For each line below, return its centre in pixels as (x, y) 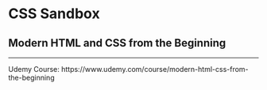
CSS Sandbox (54, 14)
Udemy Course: (34, 69)
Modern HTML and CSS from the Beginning (117, 43)
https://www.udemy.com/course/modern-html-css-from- (155, 69)
